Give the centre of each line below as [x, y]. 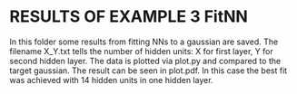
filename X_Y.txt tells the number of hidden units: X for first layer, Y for [142, 51]
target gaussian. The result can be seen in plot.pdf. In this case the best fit [148, 70]
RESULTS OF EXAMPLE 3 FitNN [129, 17]
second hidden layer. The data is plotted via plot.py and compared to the [145, 61]
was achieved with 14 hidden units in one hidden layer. [111, 80]
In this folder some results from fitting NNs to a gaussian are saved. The [144, 42]
